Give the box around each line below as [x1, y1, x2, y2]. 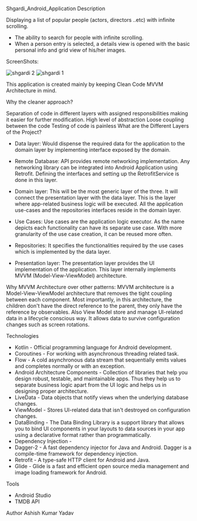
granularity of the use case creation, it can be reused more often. [14, 231, 173, 237]
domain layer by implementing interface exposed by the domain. [14, 147, 171, 153]
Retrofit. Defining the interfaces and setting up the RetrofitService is [14, 170, 179, 177]
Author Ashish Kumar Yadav [6, 509, 74, 516]
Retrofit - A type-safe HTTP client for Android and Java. [14, 456, 151, 463]
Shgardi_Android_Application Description [6, 5, 106, 12]
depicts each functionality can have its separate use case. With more [14, 224, 182, 231]
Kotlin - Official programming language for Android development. [14, 344, 172, 351]
